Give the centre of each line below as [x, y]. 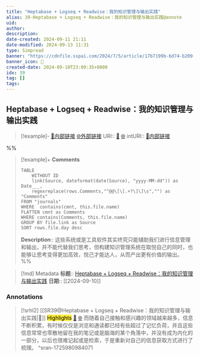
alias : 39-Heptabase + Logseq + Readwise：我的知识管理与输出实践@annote [94, 17]
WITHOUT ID [45, 176]
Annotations [24, 297]
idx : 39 [16, 73]
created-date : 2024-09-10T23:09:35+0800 [57, 67]
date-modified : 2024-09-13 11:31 [48, 45]
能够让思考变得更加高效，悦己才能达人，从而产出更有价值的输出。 [101, 254]
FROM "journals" [41, 201]
